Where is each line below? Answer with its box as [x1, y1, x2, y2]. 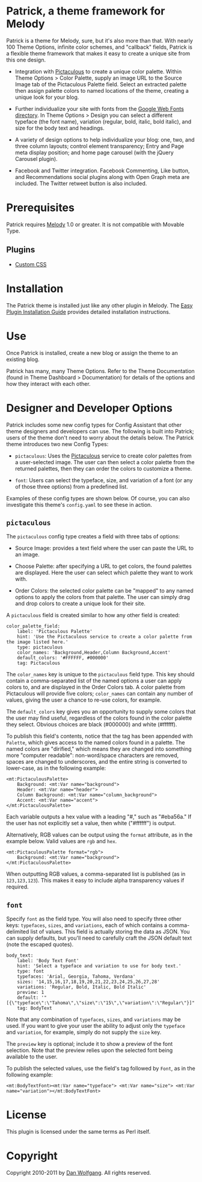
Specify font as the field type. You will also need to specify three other [6, 915, 182, 923]
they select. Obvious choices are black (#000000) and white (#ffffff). [6, 721, 177, 728]
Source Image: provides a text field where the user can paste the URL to [14, 544, 194, 552]
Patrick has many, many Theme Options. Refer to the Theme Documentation [6, 367, 195, 374]
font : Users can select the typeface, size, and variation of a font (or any [14, 476, 193, 483]
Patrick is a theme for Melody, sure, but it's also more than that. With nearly [6, 37, 194, 44]
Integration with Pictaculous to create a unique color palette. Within [14, 68, 182, 75]
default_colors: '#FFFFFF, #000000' [17, 655, 109, 661]
